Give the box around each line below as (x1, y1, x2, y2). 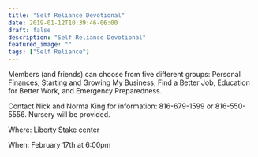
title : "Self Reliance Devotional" (8, 11, 125, 20)
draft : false (8, 26, 51, 34)
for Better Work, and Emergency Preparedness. (8, 86, 163, 95)
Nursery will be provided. (28, 110, 110, 119)
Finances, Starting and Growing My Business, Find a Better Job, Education (8, 78, 250, 87)
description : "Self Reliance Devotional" (8, 33, 147, 42)
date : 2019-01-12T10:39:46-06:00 (8, 19, 118, 27)
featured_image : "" (8, 41, 73, 49)
